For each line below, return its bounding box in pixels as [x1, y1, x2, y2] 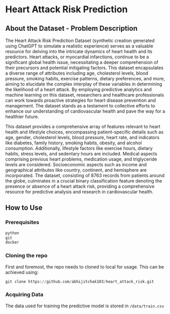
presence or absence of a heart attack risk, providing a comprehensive [5, 183, 155, 189]
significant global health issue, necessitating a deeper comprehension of [5, 59, 158, 65]
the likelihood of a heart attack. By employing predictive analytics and [5, 86, 152, 93]
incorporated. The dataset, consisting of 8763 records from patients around [5, 172, 165, 178]
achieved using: [5, 269, 39, 275]
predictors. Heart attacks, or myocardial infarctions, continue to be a [5, 54, 149, 60]
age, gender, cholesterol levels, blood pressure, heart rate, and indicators [5, 134, 160, 140]
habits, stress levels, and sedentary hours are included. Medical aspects [5, 151, 157, 156]
